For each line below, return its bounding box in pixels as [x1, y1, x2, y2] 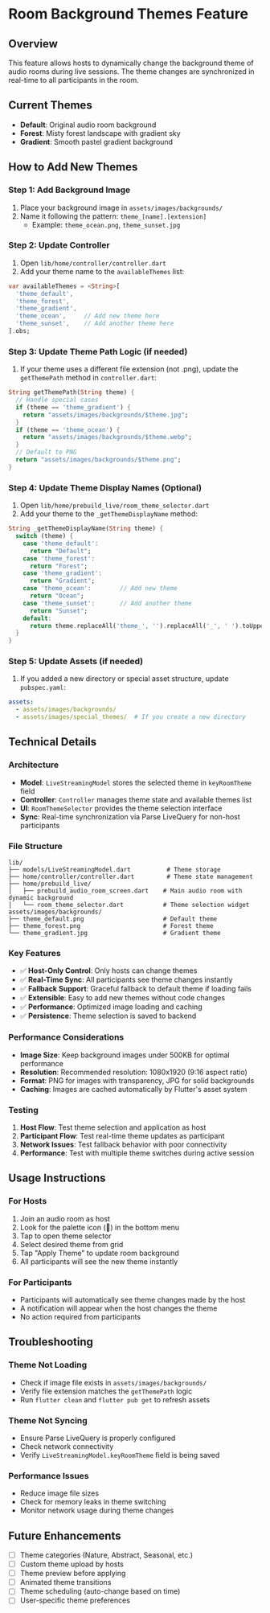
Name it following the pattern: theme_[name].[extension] [19, 211, 207, 221]
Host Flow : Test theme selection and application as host [19, 1123, 207, 1132]
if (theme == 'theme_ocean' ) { [15, 425, 121, 434]
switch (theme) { [15, 532, 74, 540]
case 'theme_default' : [22, 540, 99, 548]
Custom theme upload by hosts [19, 1559, 125, 1569]
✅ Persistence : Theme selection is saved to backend [19, 1011, 197, 1021]
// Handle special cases [15, 396, 99, 404]
